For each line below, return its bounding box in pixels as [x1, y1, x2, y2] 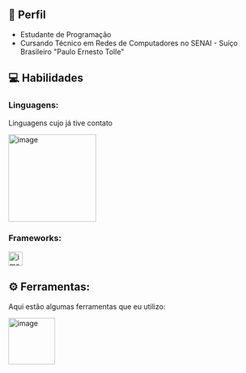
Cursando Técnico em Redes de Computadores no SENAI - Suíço [19, 38, 239, 48]
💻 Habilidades [8, 71, 83, 85]
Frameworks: [8, 232, 62, 244]
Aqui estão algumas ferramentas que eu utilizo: [8, 301, 166, 312]
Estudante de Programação [19, 29, 112, 39]
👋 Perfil [8, 8, 46, 22]
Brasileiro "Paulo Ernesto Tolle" [19, 46, 125, 57]
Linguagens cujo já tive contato [8, 118, 113, 128]
